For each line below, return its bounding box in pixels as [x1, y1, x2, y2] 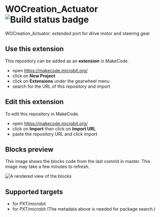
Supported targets [5, 187, 63, 196]
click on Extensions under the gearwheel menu [12, 78, 110, 84]
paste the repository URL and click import [12, 131, 98, 137]
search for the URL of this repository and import [12, 83, 110, 89]
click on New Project [12, 73, 55, 79]
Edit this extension [5, 98, 64, 106]
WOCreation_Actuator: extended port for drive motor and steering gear [5, 30, 150, 36]
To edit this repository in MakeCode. [5, 110, 79, 117]
